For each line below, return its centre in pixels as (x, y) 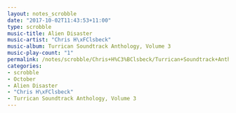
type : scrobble (29, 27)
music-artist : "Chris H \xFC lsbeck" (59, 40)
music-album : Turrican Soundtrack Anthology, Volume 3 (89, 46)
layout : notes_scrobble (42, 14)
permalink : (23, 60)
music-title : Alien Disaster (50, 33)
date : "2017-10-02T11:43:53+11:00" (59, 20)
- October (22, 79)
